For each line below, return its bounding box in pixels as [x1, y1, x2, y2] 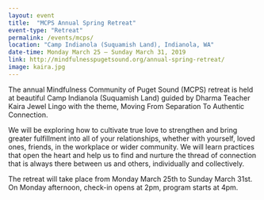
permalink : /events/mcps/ [8, 33, 94, 42]
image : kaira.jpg [8, 63, 66, 71]
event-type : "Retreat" [8, 26, 83, 34]
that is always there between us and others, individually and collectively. [8, 159, 244, 168]
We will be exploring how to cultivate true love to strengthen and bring [8, 125, 238, 134]
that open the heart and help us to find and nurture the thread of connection [8, 150, 257, 160]
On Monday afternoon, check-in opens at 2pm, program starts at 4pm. [8, 183, 239, 192]
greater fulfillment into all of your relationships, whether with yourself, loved [8, 134, 255, 143]
